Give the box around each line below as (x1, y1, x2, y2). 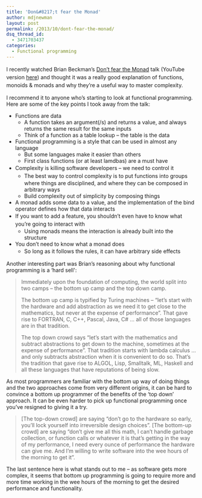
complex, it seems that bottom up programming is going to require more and (6, 471, 196, 479)
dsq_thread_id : (6, 31, 45, 38)
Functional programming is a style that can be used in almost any (14, 137, 177, 145)
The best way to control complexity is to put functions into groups (24, 172, 188, 179)
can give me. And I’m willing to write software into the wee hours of (21, 447, 189, 454)
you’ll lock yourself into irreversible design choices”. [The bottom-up (21, 421, 192, 428)
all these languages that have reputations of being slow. (21, 365, 160, 373)
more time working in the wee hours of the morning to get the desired (6, 478, 180, 485)
